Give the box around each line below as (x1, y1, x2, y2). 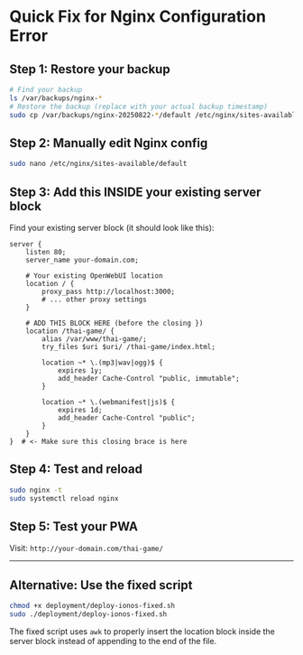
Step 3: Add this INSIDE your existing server (9, 184, 262, 199)
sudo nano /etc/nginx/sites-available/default (9, 160, 188, 169)
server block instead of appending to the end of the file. (9, 635, 217, 646)
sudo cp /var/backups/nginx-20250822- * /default (9, 110, 192, 119)
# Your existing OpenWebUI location (25, 272, 164, 281)
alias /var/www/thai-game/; (41, 335, 147, 344)
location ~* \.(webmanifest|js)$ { (41, 398, 176, 407)
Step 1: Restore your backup (9, 61, 170, 77)
